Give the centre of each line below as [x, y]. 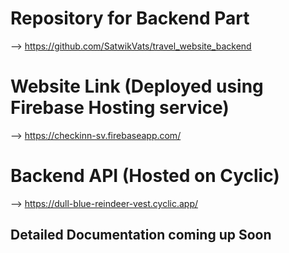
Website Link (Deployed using [137, 86]
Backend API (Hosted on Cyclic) [145, 176]
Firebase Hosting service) [120, 108]
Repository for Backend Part [130, 18]
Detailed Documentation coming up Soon [141, 235]
